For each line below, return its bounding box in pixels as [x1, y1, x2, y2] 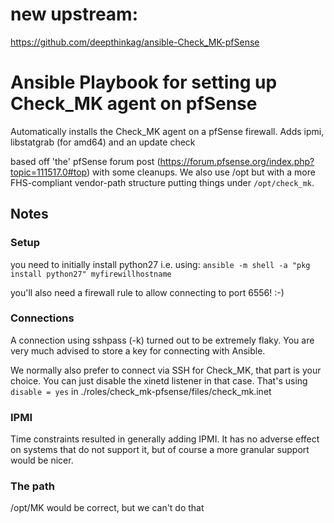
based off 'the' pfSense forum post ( [10, 155, 161, 167]
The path [10, 479, 55, 493]
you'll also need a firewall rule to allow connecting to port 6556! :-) [10, 286, 285, 298]
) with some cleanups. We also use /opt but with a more [86, 166, 316, 178]
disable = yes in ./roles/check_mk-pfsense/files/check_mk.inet [10, 385, 272, 397]
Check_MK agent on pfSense [10, 93, 258, 115]
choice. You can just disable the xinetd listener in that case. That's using [10, 374, 308, 387]
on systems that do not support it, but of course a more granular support [10, 444, 310, 456]
